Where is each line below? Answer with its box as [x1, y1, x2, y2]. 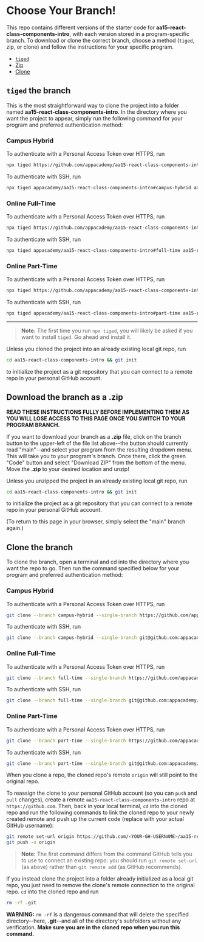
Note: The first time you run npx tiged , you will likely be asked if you [21, 327, 193, 334]
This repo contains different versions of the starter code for [6, 24, 155, 31]
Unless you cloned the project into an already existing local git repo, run [6, 345, 186, 352]
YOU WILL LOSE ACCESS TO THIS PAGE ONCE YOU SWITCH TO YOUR [6, 414, 186, 422]
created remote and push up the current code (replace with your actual [6, 815, 184, 823]
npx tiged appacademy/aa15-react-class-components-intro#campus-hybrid [6, 184, 191, 190]
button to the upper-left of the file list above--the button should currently [6, 439, 188, 447]
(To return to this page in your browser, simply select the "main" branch [6, 518, 186, 525]
